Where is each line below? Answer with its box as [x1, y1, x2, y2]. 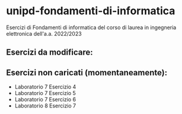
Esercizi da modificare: [6, 47, 93, 58]
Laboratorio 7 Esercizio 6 [14, 96, 76, 103]
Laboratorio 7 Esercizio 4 [14, 83, 76, 90]
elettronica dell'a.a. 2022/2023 [6, 30, 82, 37]
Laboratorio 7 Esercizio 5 [14, 90, 76, 97]
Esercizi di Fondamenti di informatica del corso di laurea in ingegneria [6, 24, 177, 31]
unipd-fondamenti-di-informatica [6, 4, 175, 18]
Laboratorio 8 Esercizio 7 [14, 102, 76, 109]
